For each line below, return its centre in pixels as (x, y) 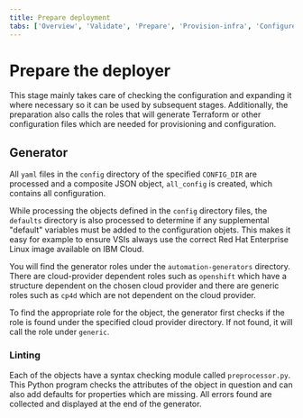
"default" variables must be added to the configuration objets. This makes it (150, 230)
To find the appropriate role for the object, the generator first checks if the (147, 313)
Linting (25, 355)
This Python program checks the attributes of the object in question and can (151, 385)
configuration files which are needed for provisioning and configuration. (143, 124)
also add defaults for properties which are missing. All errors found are (141, 394)
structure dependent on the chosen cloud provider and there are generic (144, 286)
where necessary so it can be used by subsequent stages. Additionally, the (149, 105)
